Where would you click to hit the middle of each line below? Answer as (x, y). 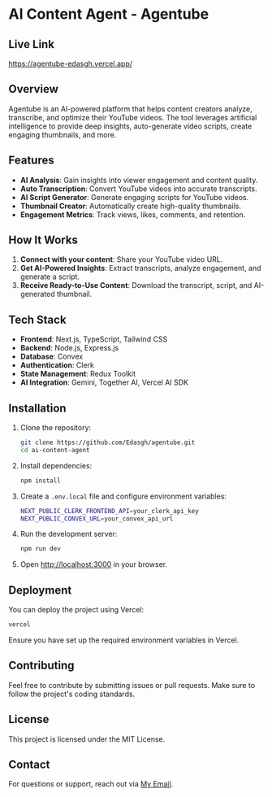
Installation (37, 408)
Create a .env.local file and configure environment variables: (123, 496)
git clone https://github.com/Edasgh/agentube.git (108, 443)
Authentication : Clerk (57, 365)
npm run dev (40, 549)
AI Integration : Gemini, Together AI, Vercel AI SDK (104, 382)
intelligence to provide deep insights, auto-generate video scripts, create (130, 126)
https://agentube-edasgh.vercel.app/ (70, 63)
